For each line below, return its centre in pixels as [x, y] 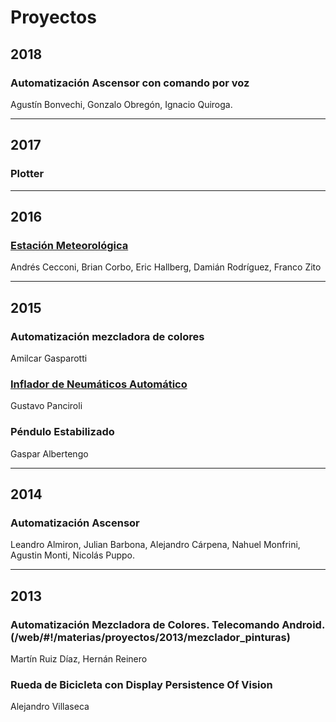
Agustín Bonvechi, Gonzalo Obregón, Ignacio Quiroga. [121, 104]
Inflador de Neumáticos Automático [99, 384]
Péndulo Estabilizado [62, 432]
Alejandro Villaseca [50, 707]
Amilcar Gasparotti [49, 358]
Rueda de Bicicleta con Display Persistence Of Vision [141, 684]
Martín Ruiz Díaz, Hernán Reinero [79, 658]
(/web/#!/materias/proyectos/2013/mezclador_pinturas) [150, 637]
